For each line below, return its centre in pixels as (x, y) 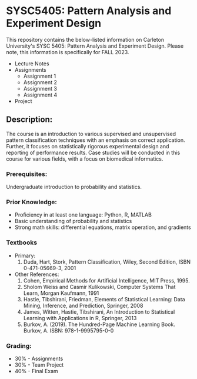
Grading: (19, 345)
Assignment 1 (40, 76)
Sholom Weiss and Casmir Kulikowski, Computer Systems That (99, 287)
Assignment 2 (40, 82)
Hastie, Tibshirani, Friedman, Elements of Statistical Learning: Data (104, 299)
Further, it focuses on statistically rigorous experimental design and (88, 146)
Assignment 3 (40, 88)
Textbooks (21, 242)
